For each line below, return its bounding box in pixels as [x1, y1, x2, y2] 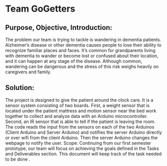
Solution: [5, 84, 34, 92]
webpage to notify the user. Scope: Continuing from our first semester [5, 140, 151, 146]
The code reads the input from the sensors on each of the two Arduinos [5, 123, 155, 130]
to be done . [5, 156, 30, 162]
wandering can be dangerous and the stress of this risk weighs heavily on [5, 64, 159, 69]
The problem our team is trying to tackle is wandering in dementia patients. [5, 36, 161, 43]
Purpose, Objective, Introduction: [5, 23, 113, 32]
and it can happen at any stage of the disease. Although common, [5, 58, 142, 64]
